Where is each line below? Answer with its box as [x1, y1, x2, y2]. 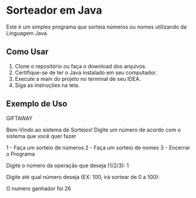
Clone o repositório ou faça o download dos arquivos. [14, 62, 147, 70]
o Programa [6, 150, 35, 158]
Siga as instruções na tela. [14, 81, 80, 89]
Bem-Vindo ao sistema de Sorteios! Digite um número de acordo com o [6, 126, 181, 133]
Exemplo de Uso [6, 99, 67, 109]
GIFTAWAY [6, 114, 33, 122]
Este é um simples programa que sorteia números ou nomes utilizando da [6, 23, 187, 30]
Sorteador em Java [6, 4, 102, 17]
